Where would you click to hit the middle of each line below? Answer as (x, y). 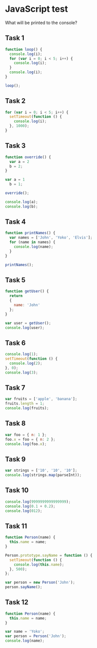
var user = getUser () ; (28, 323)
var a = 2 (19, 162)
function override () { (28, 157)
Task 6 (15, 343)
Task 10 (17, 490)
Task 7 (15, 388)
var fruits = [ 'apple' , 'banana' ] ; (41, 399)
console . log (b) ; (21, 206)
